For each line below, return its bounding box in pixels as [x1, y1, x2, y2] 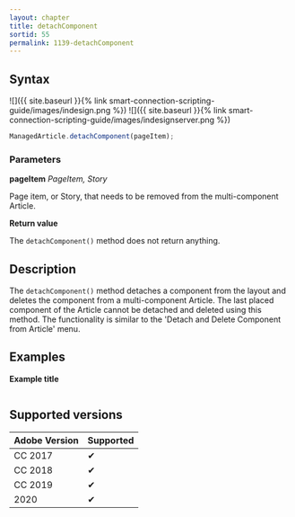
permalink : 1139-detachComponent [9, 38, 134, 48]
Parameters [9, 153, 61, 165]
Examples [9, 350, 65, 365]
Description [9, 262, 76, 277]
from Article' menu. [9, 324, 81, 334]
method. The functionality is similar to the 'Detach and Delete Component [9, 314, 281, 325]
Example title [9, 373, 59, 384]
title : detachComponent [9, 22, 99, 31]
